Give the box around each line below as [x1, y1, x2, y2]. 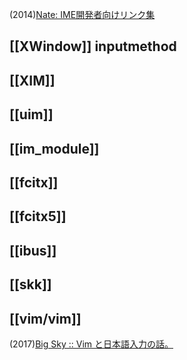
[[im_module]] [9, 140, 100, 157]
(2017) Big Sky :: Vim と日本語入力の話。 [9, 338, 174, 350]
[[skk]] [9, 276, 52, 293]
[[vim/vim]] [9, 310, 82, 327]
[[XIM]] [9, 72, 56, 89]
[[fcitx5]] [9, 208, 67, 225]
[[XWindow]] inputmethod [9, 38, 177, 55]
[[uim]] [9, 106, 54, 123]
